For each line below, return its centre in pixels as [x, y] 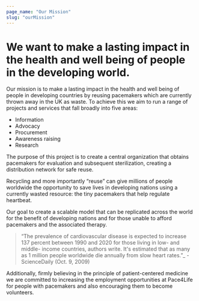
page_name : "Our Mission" [38, 12]
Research [27, 145]
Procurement [31, 133]
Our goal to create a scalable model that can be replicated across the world [100, 212]
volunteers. [20, 293]
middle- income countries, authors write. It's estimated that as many [106, 249]
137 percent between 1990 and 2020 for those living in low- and [100, 243]
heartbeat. [19, 200]
